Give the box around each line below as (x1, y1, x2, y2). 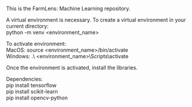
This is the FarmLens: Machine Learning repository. (6, 5, 131, 12)
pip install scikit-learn (6, 88, 58, 95)
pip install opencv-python (6, 94, 68, 101)
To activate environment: (6, 41, 66, 47)
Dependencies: (6, 76, 43, 82)
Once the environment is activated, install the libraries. (6, 64, 138, 71)
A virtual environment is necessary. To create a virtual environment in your (6, 16, 186, 23)
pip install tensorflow (6, 82, 57, 89)
